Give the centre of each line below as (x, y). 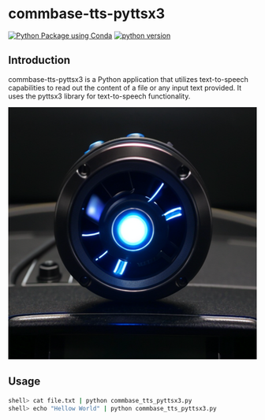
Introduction (39, 60)
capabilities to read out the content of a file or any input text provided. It (125, 87)
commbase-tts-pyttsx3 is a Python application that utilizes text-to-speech (128, 79)
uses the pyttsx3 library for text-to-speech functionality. (99, 96)
